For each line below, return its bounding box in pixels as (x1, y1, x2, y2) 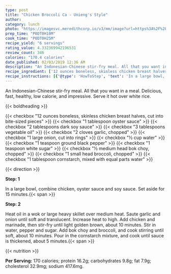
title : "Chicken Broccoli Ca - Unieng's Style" (5, 12, 108, 17)
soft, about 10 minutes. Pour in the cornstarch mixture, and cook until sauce (5, 232, 164, 238)
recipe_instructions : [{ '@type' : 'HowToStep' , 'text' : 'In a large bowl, (5, 74, 165, 79)
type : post (5, 7, 28, 13)
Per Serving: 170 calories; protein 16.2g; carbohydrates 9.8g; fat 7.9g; (5, 258, 152, 264)
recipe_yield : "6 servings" (5, 41, 65, 46)
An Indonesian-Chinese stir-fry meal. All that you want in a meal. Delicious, (5, 88, 162, 94)
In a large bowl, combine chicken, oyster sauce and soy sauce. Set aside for (5, 185, 165, 191)
